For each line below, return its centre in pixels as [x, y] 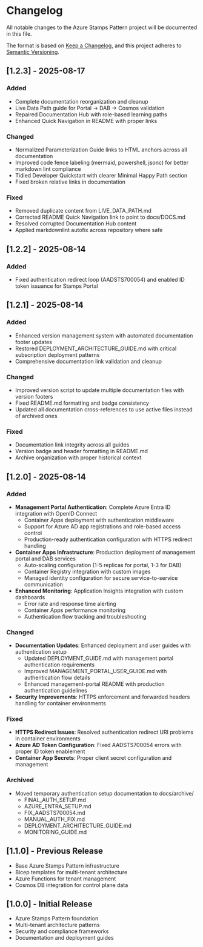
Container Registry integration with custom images [87, 571]
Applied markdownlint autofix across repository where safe [89, 230]
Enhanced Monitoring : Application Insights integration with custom [99, 591]
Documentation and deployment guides [64, 938]
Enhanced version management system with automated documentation [104, 335]
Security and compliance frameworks [62, 931]
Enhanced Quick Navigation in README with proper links [86, 121]
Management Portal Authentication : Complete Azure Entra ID [93, 507]
